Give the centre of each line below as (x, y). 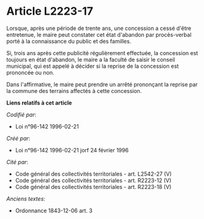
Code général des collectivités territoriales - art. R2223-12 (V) (93, 180)
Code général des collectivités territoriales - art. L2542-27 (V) (93, 174)
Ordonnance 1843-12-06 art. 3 (54, 210)
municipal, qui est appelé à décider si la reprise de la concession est (93, 66)
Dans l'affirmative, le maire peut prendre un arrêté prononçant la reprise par (102, 84)
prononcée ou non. (30, 72)
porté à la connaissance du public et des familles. (69, 41)
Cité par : (17, 162)
